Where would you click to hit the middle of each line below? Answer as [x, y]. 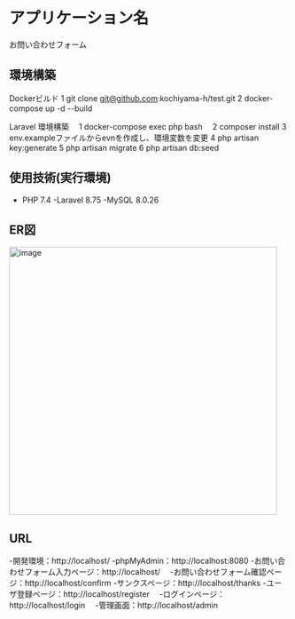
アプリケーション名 [79, 18]
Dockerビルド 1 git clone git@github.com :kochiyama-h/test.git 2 [126, 98]
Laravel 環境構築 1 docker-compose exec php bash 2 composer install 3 [148, 126]
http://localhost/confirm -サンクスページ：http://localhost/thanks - [146, 583]
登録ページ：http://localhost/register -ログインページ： [121, 594]
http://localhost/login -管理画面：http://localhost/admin [114, 606]
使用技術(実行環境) [60, 178]
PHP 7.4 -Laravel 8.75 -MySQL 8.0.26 [90, 200]
